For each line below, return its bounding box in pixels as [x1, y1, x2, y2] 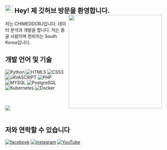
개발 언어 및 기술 [5, 55, 52, 64]
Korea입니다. [5, 39, 31, 45]
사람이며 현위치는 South [10, 33, 57, 39]
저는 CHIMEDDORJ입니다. [5, 20, 57, 26]
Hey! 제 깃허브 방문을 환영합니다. [14, 6, 110, 15]
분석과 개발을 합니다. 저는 [10, 27, 60, 33]
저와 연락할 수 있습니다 [5, 126, 71, 135]
